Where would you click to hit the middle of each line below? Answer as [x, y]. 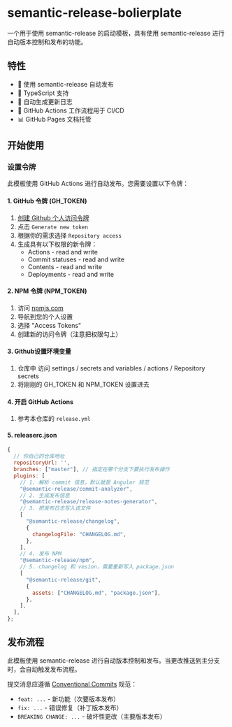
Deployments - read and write [71, 274]
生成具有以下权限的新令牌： [57, 244]
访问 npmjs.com [41, 308]
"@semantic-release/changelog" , [73, 521]
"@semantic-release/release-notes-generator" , [89, 502]
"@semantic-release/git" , [63, 580]
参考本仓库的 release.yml [54, 419]
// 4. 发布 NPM [41, 554]
